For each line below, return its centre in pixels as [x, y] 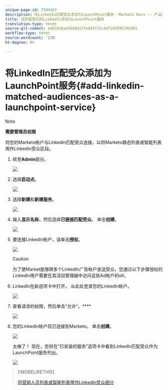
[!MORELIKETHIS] [36, 372]
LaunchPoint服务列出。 [36, 352]
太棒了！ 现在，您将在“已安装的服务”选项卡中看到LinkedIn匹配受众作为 [85, 346]
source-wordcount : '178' [31, 38]
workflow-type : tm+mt [28, 33]
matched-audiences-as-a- [62, 96]
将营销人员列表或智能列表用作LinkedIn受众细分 [65, 382]
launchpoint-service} [51, 107]
